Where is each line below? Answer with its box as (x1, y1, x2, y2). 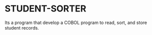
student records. (5, 24, 39, 30)
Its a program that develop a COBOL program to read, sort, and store (5, 19, 147, 25)
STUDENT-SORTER (5, 3, 87, 14)
